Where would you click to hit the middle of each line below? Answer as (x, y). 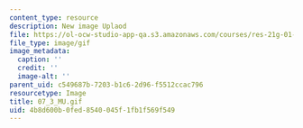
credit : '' (38, 69)
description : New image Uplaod (68, 26)
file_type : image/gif (50, 43)
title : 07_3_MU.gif (46, 101)
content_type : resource (54, 18)
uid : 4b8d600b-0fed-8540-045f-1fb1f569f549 (92, 110)
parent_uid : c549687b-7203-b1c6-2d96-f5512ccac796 (106, 85)
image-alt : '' (44, 77)
